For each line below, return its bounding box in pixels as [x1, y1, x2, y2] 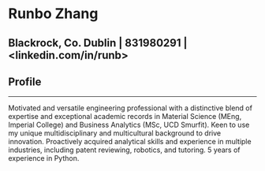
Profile [8, 75, 42, 88]
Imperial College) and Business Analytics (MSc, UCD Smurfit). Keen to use [8, 120, 250, 130]
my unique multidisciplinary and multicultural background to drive [8, 128, 222, 138]
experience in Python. [8, 154, 80, 163]
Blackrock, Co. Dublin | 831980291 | [8, 36, 188, 50]
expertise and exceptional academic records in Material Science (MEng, [8, 112, 242, 121]
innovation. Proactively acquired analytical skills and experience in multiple [8, 137, 252, 147]
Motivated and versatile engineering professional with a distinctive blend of [8, 103, 252, 113]
